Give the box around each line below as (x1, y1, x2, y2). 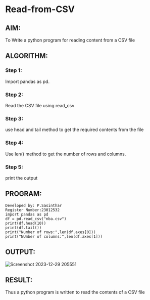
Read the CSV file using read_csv (5, 102, 75, 108)
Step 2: (5, 91, 24, 98)
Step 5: (5, 163, 24, 170)
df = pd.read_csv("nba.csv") (5, 216, 67, 221)
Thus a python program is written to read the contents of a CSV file (5, 289, 145, 295)
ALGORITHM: (5, 52, 48, 60)
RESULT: (5, 276, 33, 284)
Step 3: (5, 115, 24, 122)
